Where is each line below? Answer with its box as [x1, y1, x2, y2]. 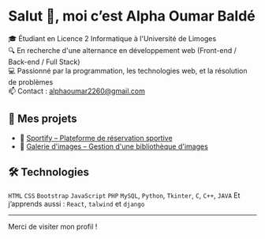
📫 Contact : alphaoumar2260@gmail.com [8, 86, 146, 96]
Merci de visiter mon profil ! [8, 222, 98, 231]
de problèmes [8, 77, 54, 86]
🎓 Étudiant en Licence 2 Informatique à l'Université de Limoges [8, 33, 217, 43]
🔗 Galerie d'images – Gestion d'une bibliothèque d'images [19, 142, 209, 151]
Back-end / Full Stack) [8, 57, 80, 66]
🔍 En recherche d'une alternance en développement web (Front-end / [8, 45, 237, 55]
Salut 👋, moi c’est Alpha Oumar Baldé [8, 7, 256, 25]
